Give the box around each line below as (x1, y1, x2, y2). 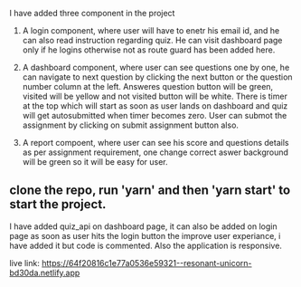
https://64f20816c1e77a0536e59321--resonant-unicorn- (42, 257, 252, 268)
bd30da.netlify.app (9, 267, 80, 278)
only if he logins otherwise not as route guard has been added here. (22, 44, 276, 55)
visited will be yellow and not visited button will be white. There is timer (22, 91, 287, 101)
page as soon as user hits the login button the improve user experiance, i (9, 230, 281, 241)
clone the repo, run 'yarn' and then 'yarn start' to (9, 183, 291, 198)
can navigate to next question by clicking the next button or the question (22, 72, 293, 82)
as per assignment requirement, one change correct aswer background (22, 147, 289, 158)
